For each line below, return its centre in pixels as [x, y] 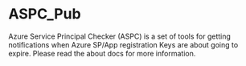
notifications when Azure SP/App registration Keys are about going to [123, 44]
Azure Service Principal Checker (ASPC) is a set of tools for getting [120, 36]
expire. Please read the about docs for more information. [102, 53]
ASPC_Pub [45, 14]
